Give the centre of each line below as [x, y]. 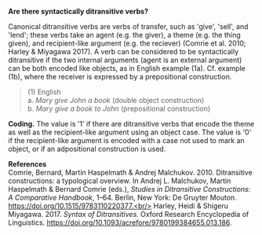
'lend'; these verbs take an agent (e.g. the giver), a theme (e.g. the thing [124, 35]
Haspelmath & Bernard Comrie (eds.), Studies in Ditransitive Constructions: [129, 189]
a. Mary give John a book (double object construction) [116, 100]
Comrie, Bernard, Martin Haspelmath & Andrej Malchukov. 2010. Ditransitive [130, 173]
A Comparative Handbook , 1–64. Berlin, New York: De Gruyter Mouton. [122, 197]
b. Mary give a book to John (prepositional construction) [119, 108]
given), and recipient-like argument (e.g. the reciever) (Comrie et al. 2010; [127, 43]
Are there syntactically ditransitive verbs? [78, 11]
